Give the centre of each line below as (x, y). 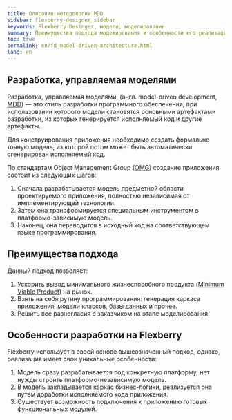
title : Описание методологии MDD (55, 13)
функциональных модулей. (57, 409)
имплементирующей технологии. (66, 203)
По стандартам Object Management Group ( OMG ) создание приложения (113, 167)
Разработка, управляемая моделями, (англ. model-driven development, (112, 97)
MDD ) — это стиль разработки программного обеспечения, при (102, 104)
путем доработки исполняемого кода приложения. (93, 394)
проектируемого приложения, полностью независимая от (103, 195)
